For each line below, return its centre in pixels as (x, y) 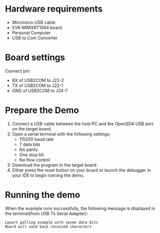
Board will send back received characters (48, 227)
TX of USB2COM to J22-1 (38, 85)
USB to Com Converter (35, 38)
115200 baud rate (36, 139)
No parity (29, 150)
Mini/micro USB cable (34, 22)
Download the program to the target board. (55, 165)
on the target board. (32, 129)
